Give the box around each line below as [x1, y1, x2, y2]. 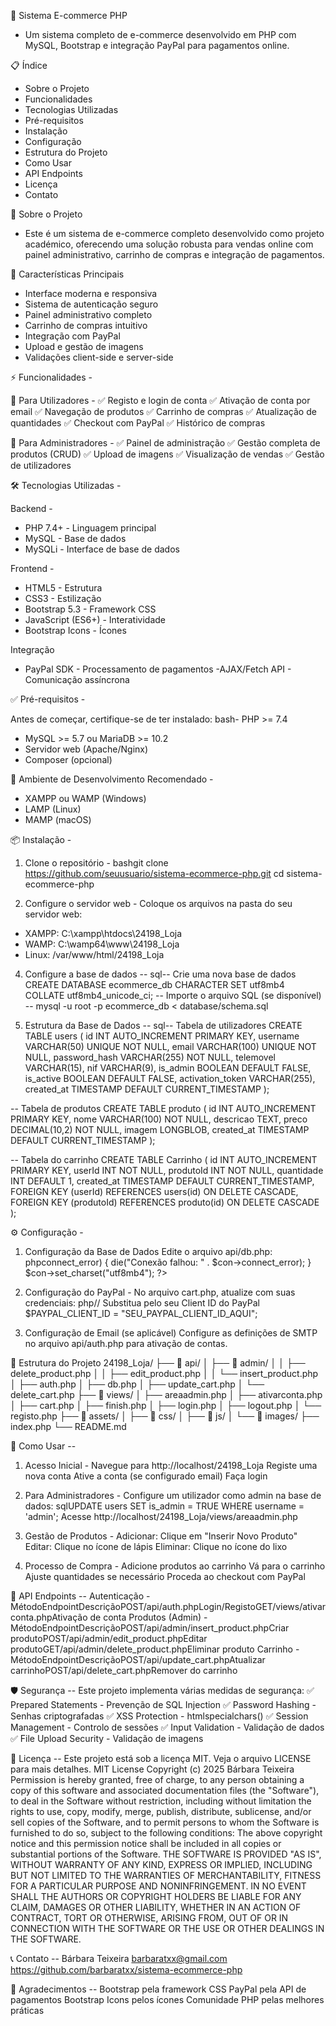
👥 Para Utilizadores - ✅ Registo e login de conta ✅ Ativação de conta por [10, 395, 311, 406]
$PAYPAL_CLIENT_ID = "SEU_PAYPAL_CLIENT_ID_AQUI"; [24, 1308, 258, 1319]
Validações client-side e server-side [24, 351, 174, 363]
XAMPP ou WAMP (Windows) [24, 793, 147, 804]
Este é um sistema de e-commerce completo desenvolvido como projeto [24, 228, 325, 239]
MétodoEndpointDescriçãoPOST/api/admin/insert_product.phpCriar [10, 1622, 290, 1634]
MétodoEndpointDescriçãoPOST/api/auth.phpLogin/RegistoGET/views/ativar [10, 1601, 327, 1612]
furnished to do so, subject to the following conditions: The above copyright [10, 1827, 323, 1839]
